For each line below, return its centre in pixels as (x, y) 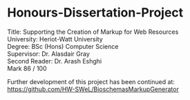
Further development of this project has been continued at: (91, 81)
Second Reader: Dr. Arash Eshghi (55, 61)
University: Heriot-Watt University (55, 39)
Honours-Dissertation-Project (95, 13)
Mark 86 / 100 (27, 68)
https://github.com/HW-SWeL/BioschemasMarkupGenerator (93, 89)
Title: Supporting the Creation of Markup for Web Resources (93, 32)
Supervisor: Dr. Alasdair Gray (48, 54)
